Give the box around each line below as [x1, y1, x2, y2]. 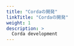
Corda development [11, 31, 58, 37]
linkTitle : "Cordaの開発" [6, 14, 69, 20]
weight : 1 [6, 20, 31, 26]
